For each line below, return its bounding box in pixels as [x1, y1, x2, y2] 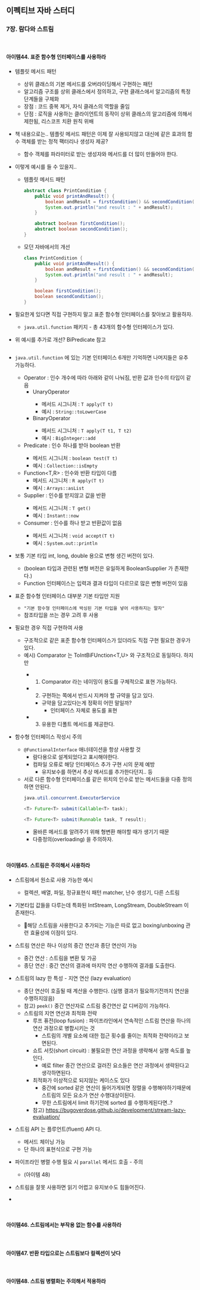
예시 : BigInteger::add [41, 434, 96, 441]
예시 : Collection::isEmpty [32, 461, 98, 469]
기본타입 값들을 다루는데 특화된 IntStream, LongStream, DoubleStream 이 [14, 901, 189, 908]
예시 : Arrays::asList [32, 484, 85, 491]
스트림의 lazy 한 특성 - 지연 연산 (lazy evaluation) [14, 974, 132, 982]
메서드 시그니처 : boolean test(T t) [32, 454, 118, 461]
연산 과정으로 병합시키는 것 [32, 1024, 95, 1031]
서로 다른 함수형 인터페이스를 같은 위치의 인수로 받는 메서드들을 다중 [23, 776, 182, 783]
